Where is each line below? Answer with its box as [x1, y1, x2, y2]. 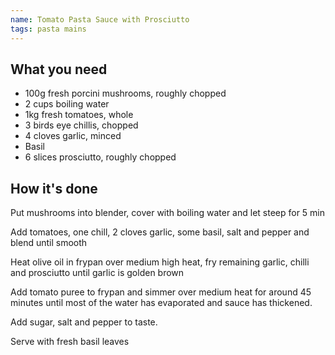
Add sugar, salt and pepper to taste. [10, 316, 158, 328]
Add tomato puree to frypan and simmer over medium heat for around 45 [10, 286, 312, 298]
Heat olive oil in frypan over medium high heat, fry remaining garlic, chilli [10, 256, 310, 268]
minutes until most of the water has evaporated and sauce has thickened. [10, 297, 313, 309]
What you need [10, 61, 108, 78]
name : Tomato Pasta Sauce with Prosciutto [10, 14, 190, 25]
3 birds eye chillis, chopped [24, 119, 139, 131]
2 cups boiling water [24, 98, 110, 110]
